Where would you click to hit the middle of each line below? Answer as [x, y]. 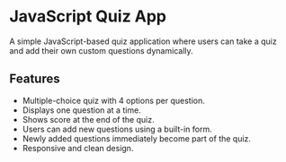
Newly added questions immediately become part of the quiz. [137, 138]
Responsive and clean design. [78, 148]
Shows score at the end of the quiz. [88, 119]
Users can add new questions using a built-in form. [117, 129]
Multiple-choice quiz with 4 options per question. [113, 100]
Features [35, 79]
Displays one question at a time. [81, 110]
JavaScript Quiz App [88, 17]
